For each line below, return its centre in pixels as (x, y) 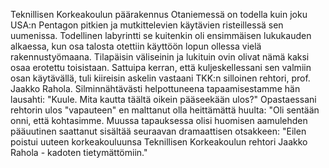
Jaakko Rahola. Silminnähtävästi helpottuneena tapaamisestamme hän (155, 88)
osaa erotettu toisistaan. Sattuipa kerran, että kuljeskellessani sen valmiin (161, 67)
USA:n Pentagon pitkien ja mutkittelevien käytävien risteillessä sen (147, 25)
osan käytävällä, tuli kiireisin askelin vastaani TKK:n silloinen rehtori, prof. (160, 78)
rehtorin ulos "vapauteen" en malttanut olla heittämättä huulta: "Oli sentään (165, 110)
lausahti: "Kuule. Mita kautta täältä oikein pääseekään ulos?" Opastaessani (163, 99)
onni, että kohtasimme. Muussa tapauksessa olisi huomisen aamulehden (159, 120)
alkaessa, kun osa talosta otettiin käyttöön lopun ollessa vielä (136, 46)
